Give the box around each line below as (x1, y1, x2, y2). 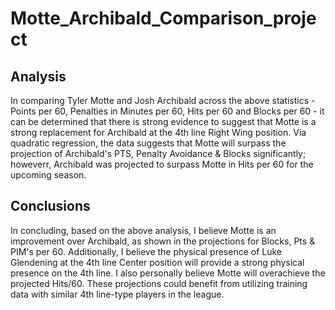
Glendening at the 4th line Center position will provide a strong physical (10, 256, 305, 268)
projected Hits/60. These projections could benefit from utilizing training (10, 277, 308, 289)
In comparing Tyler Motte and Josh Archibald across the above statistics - (10, 95, 316, 106)
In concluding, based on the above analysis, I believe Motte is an (10, 224, 277, 236)
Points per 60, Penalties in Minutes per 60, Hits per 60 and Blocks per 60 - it (10, 105, 325, 117)
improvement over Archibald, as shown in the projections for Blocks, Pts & (10, 235, 316, 247)
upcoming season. (10, 169, 87, 181)
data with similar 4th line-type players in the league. (10, 288, 225, 300)
